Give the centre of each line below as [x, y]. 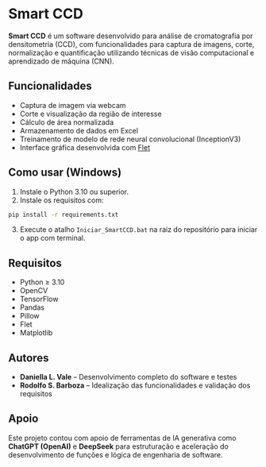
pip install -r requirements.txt [64, 214]
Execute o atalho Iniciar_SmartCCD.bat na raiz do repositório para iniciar [139, 230]
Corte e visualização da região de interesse [91, 114]
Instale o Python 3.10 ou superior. [74, 191]
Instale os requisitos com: [62, 200]
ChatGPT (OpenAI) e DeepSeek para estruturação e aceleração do [118, 446]
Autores [29, 358]
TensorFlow [39, 299]
